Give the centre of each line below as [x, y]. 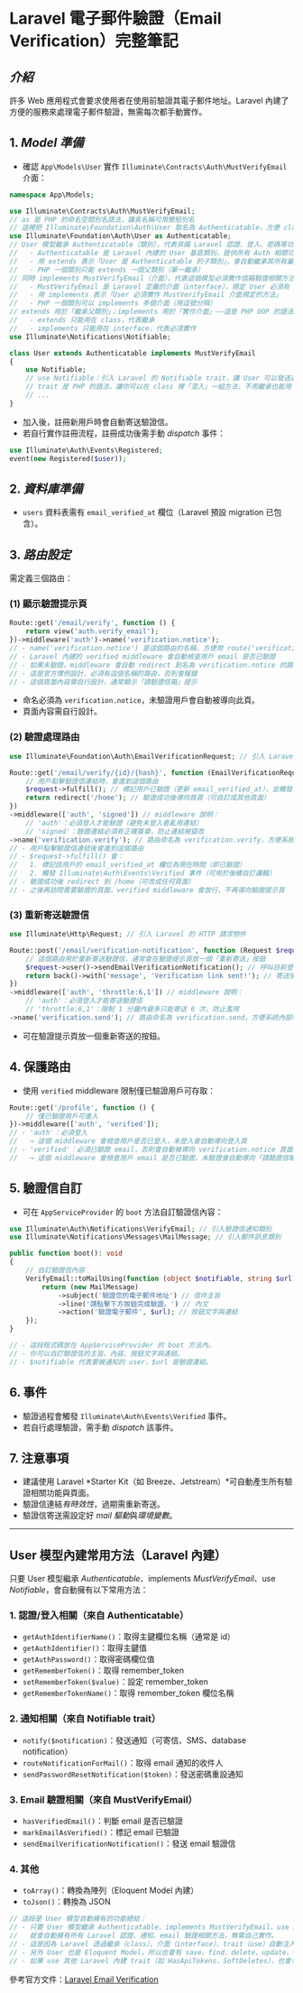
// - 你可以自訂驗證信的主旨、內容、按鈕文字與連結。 [97, 1353]
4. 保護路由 [40, 1067]
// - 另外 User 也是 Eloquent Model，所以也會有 [96, 1952]
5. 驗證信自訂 [46, 1189]
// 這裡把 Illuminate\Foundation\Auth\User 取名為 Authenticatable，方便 [145, 228]
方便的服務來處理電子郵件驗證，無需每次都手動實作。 [108, 112]
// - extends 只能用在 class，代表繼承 [82, 320]
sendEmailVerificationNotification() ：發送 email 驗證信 [129, 1844]
